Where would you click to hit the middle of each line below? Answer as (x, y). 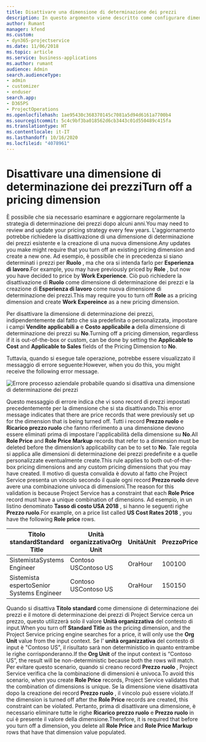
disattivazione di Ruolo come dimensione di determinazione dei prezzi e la (100, 282)
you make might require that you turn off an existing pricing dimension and (101, 249)
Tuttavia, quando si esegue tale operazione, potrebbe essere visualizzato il (101, 358)
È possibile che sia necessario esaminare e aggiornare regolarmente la (96, 217)
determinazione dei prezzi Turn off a (99, 186)
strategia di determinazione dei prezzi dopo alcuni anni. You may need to (97, 223)
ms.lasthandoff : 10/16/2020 (42, 138)
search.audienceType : (34, 75)
